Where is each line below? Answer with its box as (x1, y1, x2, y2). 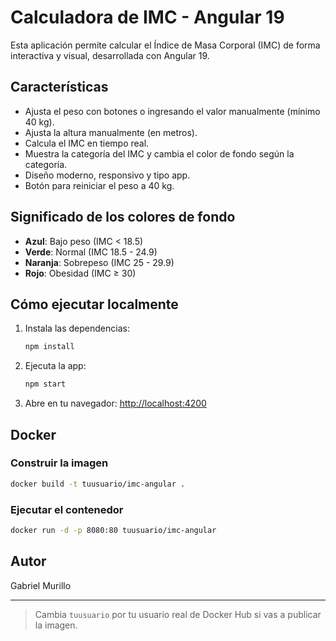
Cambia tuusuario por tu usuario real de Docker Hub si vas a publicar (34, 608, 322, 620)
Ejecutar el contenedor (10, 502, 124, 516)
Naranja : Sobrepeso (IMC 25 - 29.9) (24, 256, 175, 268)
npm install (24, 342, 75, 352)
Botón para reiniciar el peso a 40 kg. (24, 179, 175, 191)
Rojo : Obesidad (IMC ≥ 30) (24, 267, 137, 279)
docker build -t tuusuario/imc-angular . (10, 479, 186, 489)
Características (10, 79, 109, 96)
